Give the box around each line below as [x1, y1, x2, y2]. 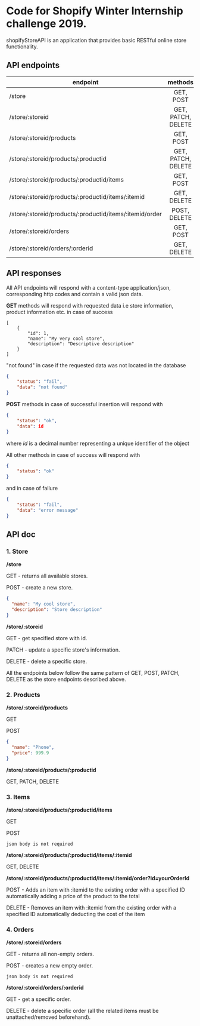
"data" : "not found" [17, 384, 68, 391]
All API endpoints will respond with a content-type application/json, [6, 284, 171, 291]
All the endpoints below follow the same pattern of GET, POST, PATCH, [6, 669, 180, 676]
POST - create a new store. [6, 584, 73, 591]
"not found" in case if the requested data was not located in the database [6, 361, 186, 368]
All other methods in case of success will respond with [6, 451, 140, 458]
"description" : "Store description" [11, 607, 102, 613]
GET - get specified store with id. [6, 634, 87, 641]
